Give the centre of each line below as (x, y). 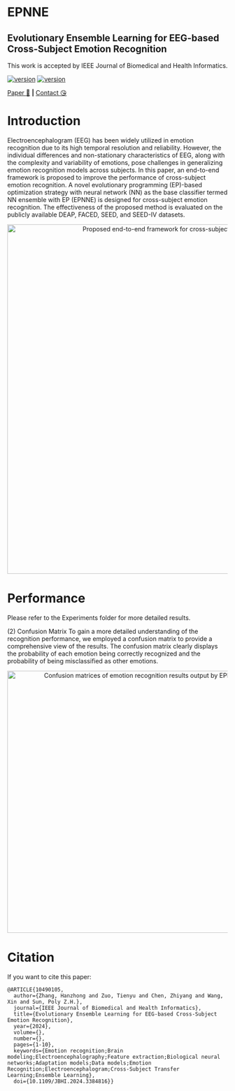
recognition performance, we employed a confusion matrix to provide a (110, 638)
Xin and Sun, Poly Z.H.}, (45, 1002)
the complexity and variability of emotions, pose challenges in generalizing (115, 162)
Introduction (44, 121)
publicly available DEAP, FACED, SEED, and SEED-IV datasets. (96, 215)
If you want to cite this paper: (50, 976)
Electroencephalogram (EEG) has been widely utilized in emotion (101, 140)
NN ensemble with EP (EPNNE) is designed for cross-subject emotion (107, 199)
